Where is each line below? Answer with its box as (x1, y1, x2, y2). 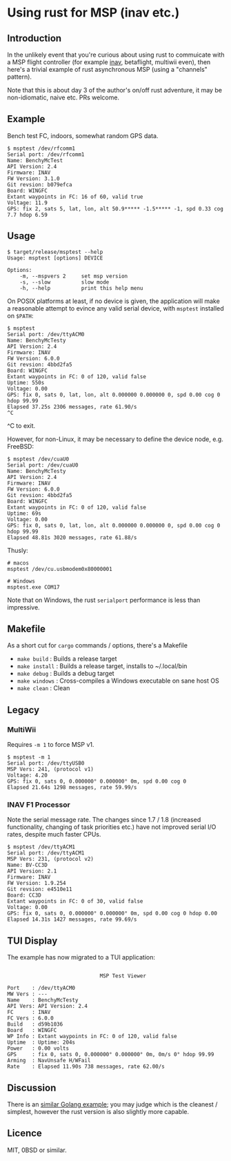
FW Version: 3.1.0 (7, 175, 60, 182)
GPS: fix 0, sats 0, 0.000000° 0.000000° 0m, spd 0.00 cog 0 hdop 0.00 (7, 910, 217, 917)
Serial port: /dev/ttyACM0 (7, 331, 85, 338)
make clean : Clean (17, 684, 70, 692)
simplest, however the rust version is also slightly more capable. (7, 1108, 190, 1116)
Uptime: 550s (7, 379, 45, 386)
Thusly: (7, 546, 29, 554)
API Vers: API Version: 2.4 (7, 1003, 88, 1010)
